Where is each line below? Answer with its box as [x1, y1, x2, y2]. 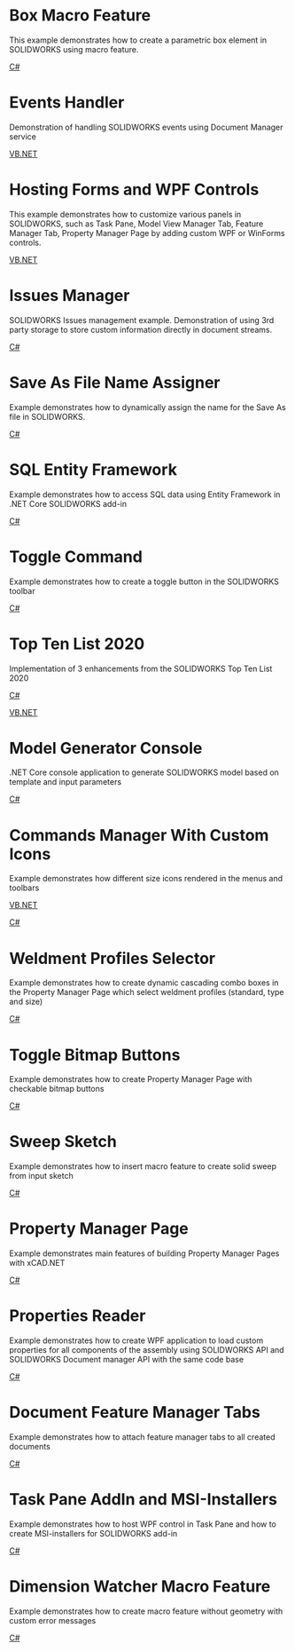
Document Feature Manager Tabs [9, 1402, 261, 1423]
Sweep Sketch [9, 1132, 117, 1152]
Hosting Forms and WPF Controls [9, 179, 260, 200]
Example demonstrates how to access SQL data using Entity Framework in [9, 489, 281, 500]
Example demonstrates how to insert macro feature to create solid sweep [9, 1161, 277, 1172]
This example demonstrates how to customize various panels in [9, 209, 242, 219]
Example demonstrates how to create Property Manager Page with [9, 1074, 252, 1085]
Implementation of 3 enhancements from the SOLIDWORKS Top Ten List [9, 663, 273, 674]
